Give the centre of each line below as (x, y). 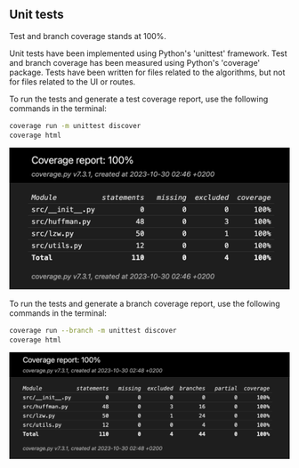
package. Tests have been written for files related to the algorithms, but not (147, 72)
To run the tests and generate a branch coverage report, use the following (145, 303)
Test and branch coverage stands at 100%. (88, 36)
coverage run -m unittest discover (75, 125)
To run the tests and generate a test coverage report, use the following (139, 99)
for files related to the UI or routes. (73, 81)
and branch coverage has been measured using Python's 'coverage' (135, 62)
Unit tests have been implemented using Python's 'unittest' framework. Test (148, 53)
